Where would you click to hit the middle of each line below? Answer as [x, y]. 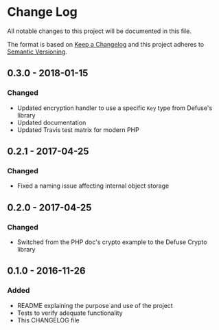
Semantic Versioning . [37, 52]
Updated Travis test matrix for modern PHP [78, 130]
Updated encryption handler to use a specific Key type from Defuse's [115, 108]
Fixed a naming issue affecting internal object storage [93, 186]
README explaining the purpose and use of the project [95, 305]
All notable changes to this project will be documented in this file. [100, 31]
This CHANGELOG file [48, 320]
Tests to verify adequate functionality [70, 313]
